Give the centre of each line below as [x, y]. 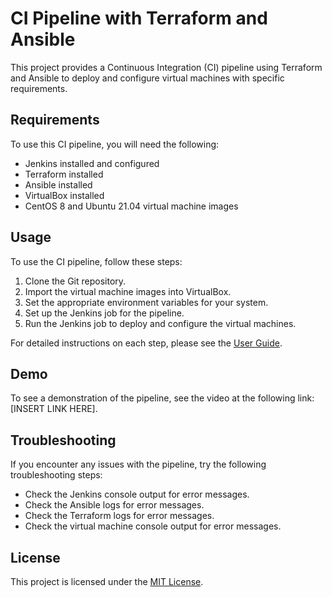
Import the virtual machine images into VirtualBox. [128, 291]
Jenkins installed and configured [92, 163]
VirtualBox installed [64, 195]
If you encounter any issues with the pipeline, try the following [138, 464]
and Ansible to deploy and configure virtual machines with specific [147, 78]
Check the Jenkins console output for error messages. [137, 494]
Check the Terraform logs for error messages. [119, 516]
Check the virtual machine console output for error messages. [153, 526]
